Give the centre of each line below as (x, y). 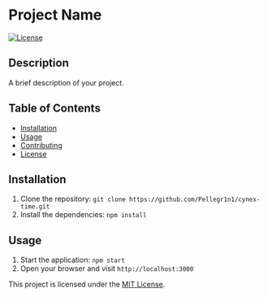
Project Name (55, 15)
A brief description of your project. (66, 82)
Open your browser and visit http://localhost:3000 (107, 269)
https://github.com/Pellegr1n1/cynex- (195, 200)
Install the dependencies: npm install (83, 215)
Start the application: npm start (73, 260)
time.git (35, 207)
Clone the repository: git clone (73, 199)
